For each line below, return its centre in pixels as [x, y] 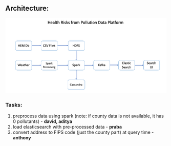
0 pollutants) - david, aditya [42, 121]
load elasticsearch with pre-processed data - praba [67, 127]
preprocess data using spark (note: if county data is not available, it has [88, 116]
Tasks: [14, 105]
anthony [22, 137]
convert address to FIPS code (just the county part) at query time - [83, 132]
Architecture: [27, 8]
